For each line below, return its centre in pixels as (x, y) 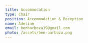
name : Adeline (20, 23)
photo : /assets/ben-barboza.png (39, 33)
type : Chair (17, 14)
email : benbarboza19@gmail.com (38, 28)
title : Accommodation (28, 10)
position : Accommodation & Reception (44, 19)
